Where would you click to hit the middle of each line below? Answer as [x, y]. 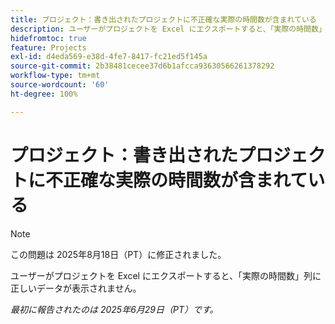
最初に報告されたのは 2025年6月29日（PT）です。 [114, 309]
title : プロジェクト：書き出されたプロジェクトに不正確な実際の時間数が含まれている [163, 19]
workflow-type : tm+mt [55, 76]
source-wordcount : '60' [60, 85]
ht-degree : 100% [44, 94]
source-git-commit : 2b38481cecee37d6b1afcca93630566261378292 [142, 66]
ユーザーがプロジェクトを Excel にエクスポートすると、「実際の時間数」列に [166, 275]
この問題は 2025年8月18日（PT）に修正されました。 [118, 254]
